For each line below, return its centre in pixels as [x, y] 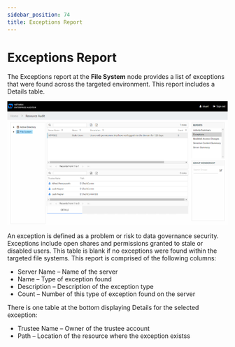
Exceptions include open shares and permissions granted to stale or [105, 243]
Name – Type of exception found [64, 279]
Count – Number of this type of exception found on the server [106, 294]
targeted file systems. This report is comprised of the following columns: [112, 258]
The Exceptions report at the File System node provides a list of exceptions [116, 77]
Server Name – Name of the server [67, 272]
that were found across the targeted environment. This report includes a [111, 84]
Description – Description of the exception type [85, 286]
